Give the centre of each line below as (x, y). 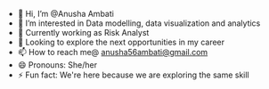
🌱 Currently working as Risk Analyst (83, 32)
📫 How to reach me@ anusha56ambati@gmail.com (113, 52)
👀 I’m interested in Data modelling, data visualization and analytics (139, 23)
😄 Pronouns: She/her (57, 65)
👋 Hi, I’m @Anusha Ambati (65, 14)
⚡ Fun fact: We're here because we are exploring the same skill (133, 75)
